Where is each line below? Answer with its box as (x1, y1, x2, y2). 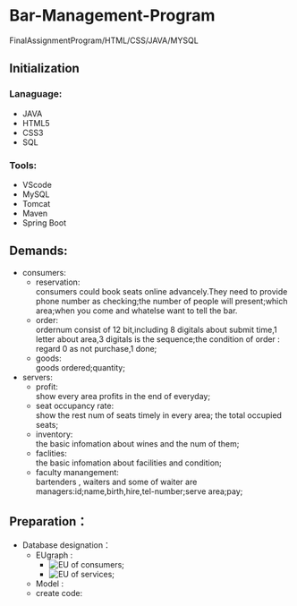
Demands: (9, 243, 69, 259)
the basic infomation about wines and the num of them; (35, 438, 240, 448)
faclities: (35, 448, 67, 458)
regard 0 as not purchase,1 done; (35, 343, 157, 354)
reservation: (35, 277, 81, 287)
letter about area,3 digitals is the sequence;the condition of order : (35, 333, 280, 345)
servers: (21, 371, 54, 382)
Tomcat (21, 198, 51, 209)
